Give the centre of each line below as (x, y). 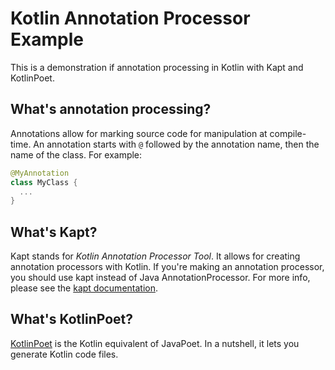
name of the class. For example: (76, 154)
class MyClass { (44, 182)
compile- (288, 133)
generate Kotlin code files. (64, 354)
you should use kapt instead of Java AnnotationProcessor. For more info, (160, 278)
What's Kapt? (54, 232)
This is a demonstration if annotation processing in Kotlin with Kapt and (157, 67)
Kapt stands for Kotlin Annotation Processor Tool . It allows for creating (155, 256)
